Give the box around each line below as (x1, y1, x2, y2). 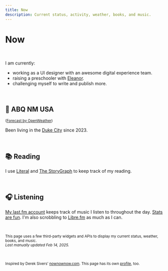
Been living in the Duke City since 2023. (5, 127, 88, 133)
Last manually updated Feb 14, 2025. (5, 242, 69, 247)
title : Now (5, 7, 28, 13)
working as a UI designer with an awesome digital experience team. (12, 70, 152, 76)
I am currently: (5, 60, 35, 66)
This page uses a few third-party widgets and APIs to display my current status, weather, (5, 234, 158, 239)
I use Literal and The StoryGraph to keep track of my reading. (5, 168, 132, 174)
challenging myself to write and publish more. (12, 81, 107, 87)
